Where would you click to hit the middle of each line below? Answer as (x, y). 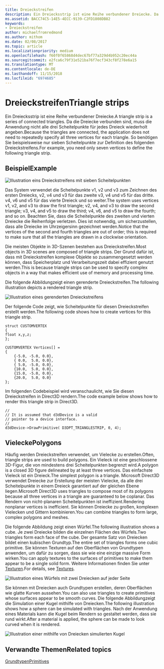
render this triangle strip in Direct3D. (42, 401)
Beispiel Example (31, 169)
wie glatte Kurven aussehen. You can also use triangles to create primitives (80, 593)
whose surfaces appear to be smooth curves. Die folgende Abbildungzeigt (80, 598)
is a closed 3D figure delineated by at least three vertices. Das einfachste (79, 470)
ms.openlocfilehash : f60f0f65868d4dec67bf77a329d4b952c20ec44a (71, 55)
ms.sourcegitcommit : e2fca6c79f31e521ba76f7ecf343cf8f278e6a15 (71, 60)
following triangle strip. (28, 153)
